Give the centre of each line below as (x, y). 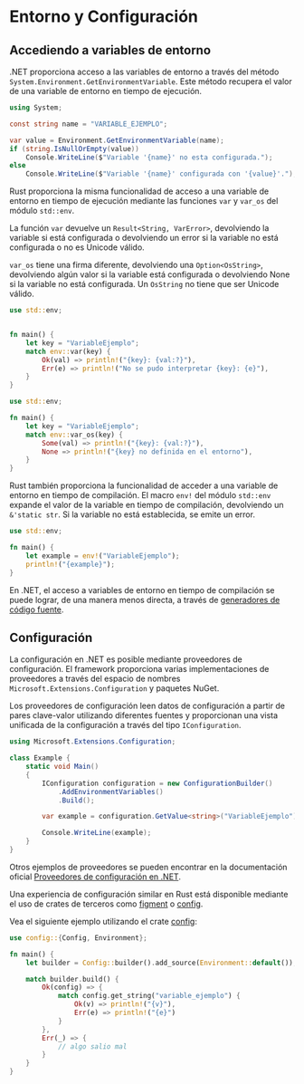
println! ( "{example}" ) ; (71, 564)
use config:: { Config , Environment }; (78, 938)
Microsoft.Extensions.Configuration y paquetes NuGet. (114, 688)
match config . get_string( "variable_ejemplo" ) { (149, 996)
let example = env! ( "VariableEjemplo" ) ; (103, 556)
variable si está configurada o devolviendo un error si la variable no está (144, 238)
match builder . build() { (72, 979)
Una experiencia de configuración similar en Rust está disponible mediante (149, 894)
